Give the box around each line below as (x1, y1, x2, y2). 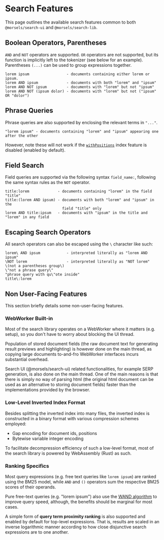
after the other (5, 133, 38, 138)
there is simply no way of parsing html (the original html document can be (5, 377, 154, 382)
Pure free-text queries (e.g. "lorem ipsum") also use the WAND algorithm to (5, 493, 158, 499)
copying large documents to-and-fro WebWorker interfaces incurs (5, 351, 139, 357)
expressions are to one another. (5, 529, 69, 535)
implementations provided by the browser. (5, 387, 91, 393)
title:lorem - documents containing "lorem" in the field (5, 189, 152, 194)
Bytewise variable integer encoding (12, 435, 84, 441)
